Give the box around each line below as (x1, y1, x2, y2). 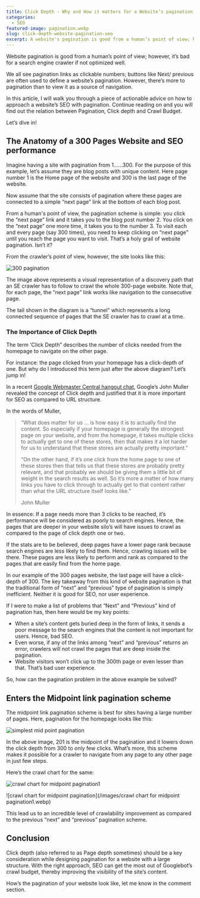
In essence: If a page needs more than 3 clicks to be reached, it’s (6, 510, 166, 518)
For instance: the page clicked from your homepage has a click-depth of (6, 359, 184, 366)
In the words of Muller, (6, 407, 61, 414)
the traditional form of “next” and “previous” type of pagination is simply (6, 584, 183, 591)
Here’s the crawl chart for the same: (6, 769, 94, 776)
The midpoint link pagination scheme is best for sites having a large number (6, 709, 192, 716)
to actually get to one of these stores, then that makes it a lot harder (20, 438, 187, 445)
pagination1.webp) (6, 798, 51, 805)
